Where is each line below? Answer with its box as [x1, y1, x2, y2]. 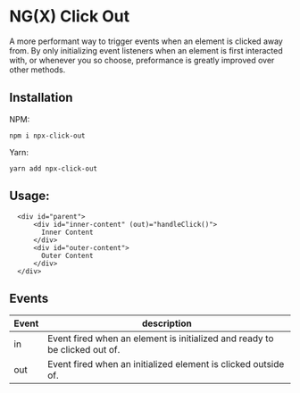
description [141, 317, 192, 330]
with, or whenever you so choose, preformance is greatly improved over [9, 54, 275, 65]
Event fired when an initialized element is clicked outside [47, 358, 285, 371]
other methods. [9, 64, 66, 75]
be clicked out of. [47, 344, 121, 356]
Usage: [9, 188, 51, 204]
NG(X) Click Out [9, 6, 130, 27]
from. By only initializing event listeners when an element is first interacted [9, 45, 283, 55]
